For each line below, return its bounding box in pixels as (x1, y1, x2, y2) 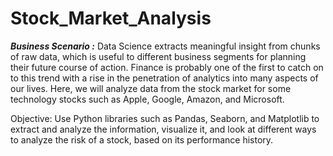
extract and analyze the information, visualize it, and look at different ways (10, 123, 317, 135)
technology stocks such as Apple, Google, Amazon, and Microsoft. (10, 93, 285, 105)
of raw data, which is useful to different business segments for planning (10, 50, 307, 62)
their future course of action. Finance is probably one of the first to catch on (10, 61, 324, 73)
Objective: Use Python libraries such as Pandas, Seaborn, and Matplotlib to (10, 112, 320, 124)
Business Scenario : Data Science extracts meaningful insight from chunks (10, 40, 321, 52)
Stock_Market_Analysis (10, 7, 212, 30)
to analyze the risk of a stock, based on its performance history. (10, 133, 274, 146)
